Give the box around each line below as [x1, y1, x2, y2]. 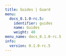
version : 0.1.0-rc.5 [9, 43, 51, 48]
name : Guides [13, 25, 40, 30]
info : [5, 39, 16, 44]
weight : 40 [13, 30, 36, 35]
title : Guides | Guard [5, 7, 51, 12]
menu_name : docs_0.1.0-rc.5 [5, 35, 62, 39]
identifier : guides [13, 20, 53, 26]
